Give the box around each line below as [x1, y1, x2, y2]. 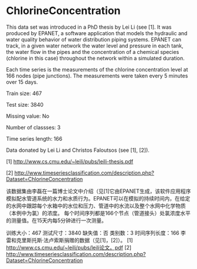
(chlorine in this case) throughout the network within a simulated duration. [6, 55, 185, 62]
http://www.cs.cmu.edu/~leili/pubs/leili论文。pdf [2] [6, 244, 132, 251]
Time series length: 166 [6, 135, 63, 142]
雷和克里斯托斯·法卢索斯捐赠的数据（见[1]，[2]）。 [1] [6, 236, 133, 244]
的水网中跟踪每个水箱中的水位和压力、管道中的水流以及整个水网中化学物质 [6, 202, 186, 209]
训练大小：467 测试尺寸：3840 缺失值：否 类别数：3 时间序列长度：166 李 [6, 229, 186, 236]
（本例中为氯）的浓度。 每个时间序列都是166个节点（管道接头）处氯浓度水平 [6, 209, 191, 216]
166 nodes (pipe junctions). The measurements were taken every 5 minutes [6, 72, 188, 79]
